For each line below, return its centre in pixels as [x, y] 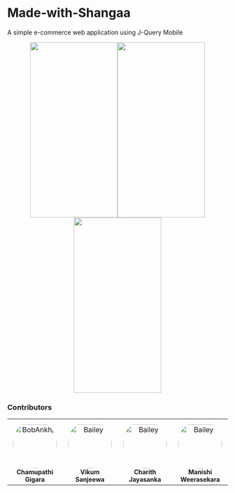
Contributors [30, 407]
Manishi [200, 472]
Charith [145, 472]
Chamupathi [35, 472]
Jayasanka [145, 480]
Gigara [35, 480]
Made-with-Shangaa [69, 13]
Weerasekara [200, 480]
